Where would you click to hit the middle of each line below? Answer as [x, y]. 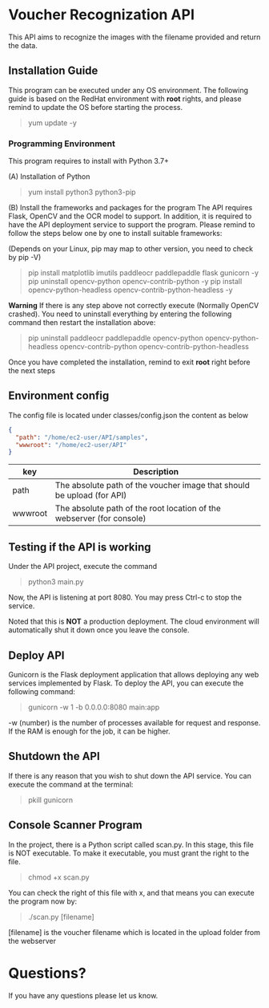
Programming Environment [62, 144]
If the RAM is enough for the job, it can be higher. [89, 731]
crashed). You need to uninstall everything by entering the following [120, 314]
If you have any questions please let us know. [83, 995]
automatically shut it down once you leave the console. [99, 630]
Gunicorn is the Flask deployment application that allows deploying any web [134, 674]
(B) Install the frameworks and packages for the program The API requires [130, 208]
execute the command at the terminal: [71, 784]
